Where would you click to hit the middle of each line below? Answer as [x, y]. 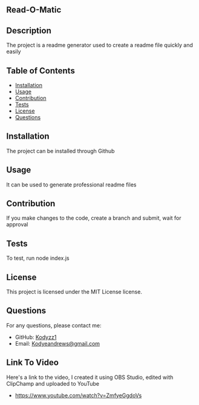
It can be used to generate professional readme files [71, 185]
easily [14, 51]
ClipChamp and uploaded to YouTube [53, 383]
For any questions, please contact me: [54, 325]
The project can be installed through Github [60, 151]
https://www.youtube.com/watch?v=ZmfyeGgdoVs [78, 395]
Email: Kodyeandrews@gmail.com [57, 343]
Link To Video [33, 363]
